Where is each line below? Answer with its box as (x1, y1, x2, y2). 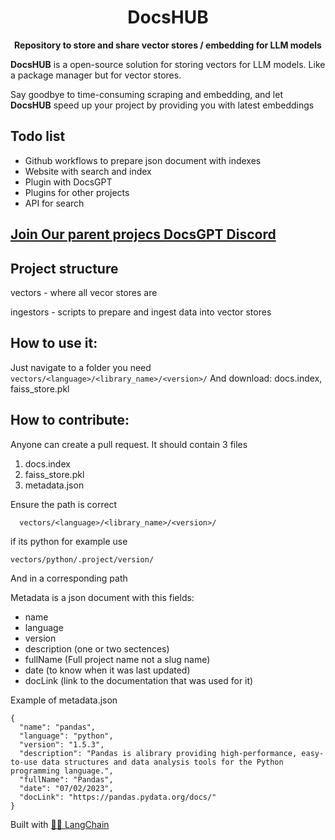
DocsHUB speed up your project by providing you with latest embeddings (10, 99, 315, 111)
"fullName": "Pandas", (19, 774, 114, 785)
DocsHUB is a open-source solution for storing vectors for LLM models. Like (10, 58, 326, 70)
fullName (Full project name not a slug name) (24, 653, 211, 665)
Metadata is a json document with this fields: (10, 591, 195, 603)
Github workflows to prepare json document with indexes (24, 154, 262, 166)
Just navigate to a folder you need (10, 361, 152, 373)
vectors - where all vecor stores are (10, 286, 158, 298)
